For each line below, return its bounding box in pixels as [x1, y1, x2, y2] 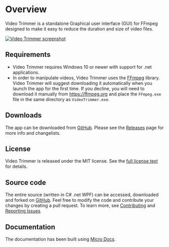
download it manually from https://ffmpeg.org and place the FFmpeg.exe [12, 90, 161, 97]
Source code [5, 178, 47, 187]
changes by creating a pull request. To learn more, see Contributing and [5, 202, 155, 209]
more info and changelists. [5, 130, 61, 136]
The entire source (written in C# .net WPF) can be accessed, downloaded [5, 192, 159, 198]
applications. [12, 69, 39, 75]
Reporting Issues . [5, 208, 42, 214]
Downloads [5, 111, 42, 120]
